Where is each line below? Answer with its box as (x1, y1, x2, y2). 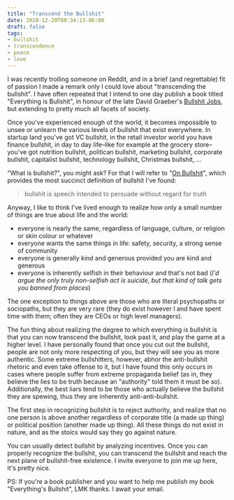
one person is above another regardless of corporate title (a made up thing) (7, 413, 225, 421)
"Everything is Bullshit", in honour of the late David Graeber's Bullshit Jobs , (7, 97, 223, 105)
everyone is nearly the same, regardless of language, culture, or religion (17, 224, 225, 233)
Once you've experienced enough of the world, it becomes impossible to (7, 118, 217, 126)
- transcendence (7, 43, 54, 50)
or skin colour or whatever (17, 231, 94, 240)
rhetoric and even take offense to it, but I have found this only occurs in (7, 362, 213, 371)
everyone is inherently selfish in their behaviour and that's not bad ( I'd (17, 268, 219, 277)
